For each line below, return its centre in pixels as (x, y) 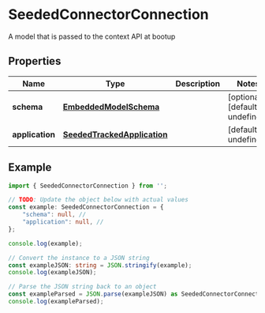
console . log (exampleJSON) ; (52, 273)
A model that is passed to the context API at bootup (92, 36)
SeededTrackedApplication (115, 134)
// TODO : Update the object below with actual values (99, 200)
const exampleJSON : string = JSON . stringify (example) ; (100, 265)
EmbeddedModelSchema (111, 107)
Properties (35, 61)
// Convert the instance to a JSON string (79, 258)
